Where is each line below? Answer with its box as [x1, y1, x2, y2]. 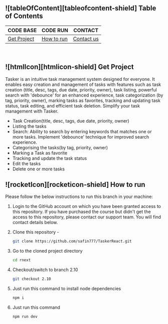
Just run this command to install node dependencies [12, 286, 121, 292]
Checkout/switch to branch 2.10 [12, 267, 78, 273]
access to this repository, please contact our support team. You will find [12, 214, 161, 220]
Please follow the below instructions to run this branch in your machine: [5, 193, 153, 200]
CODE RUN [42, 27, 69, 34]
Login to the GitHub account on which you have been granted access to [12, 203, 161, 209]
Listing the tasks [12, 123, 47, 129]
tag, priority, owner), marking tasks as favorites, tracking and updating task [5, 97, 160, 103]
